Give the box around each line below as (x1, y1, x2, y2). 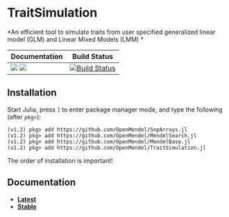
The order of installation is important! (7, 156, 113, 164)
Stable (17, 202, 37, 211)
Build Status (71, 51, 113, 61)
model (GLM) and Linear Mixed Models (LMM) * (7, 35, 144, 43)
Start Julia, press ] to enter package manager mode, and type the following (7, 105, 223, 114)
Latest (17, 195, 37, 203)
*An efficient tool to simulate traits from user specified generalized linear (7, 28, 216, 36)
